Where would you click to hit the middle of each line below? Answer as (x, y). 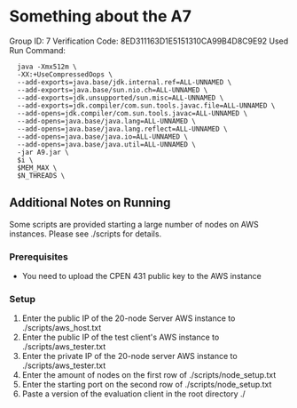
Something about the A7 (101, 16)
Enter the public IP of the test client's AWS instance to (121, 337)
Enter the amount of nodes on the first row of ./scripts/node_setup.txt (149, 375)
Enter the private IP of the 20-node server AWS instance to (129, 356)
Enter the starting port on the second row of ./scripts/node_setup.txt (147, 385)
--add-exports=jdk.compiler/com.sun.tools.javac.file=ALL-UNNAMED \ (146, 105)
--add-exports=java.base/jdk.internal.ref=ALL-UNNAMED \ (125, 82)
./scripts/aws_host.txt (62, 328)
